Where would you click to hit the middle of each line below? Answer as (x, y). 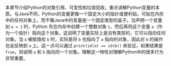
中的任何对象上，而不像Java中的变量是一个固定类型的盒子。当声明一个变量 (84, 20)
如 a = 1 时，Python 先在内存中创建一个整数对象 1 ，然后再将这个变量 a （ (82, 26)
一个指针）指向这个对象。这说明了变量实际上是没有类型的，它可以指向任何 (88, 33)
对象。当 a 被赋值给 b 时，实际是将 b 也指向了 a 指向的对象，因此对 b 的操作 (84, 39)
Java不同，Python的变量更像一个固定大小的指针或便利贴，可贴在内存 (91, 14)
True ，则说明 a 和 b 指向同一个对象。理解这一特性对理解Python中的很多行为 (84, 52)
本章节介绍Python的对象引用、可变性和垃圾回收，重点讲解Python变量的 (80, 7)
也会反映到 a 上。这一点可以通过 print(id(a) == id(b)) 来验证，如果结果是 (84, 45)
